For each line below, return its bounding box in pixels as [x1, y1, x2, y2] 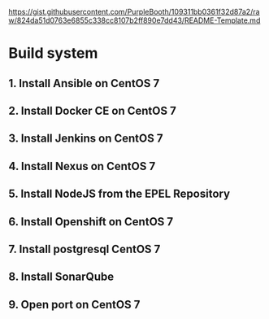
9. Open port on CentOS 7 [8, 297, 141, 312]
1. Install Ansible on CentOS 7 [8, 76, 160, 90]
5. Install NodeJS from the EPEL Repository [8, 187, 230, 201]
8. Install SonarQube [8, 270, 115, 284]
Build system [8, 44, 98, 63]
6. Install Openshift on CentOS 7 [8, 215, 173, 229]
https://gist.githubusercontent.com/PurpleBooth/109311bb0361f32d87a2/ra [8, 7, 260, 16]
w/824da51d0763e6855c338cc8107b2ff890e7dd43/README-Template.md [8, 15, 261, 25]
